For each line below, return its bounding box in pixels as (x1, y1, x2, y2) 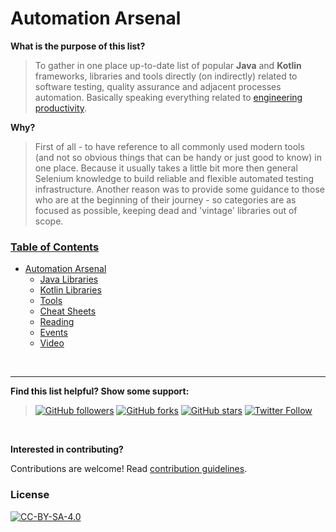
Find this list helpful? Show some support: (10, 385, 190, 397)
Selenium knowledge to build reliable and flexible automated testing (34, 172, 315, 184)
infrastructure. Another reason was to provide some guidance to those (34, 183, 325, 195)
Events (39, 327, 68, 339)
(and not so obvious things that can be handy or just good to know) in (34, 151, 322, 163)
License (10, 488, 50, 502)
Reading (39, 316, 75, 328)
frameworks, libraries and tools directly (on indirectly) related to (34, 70, 298, 82)
